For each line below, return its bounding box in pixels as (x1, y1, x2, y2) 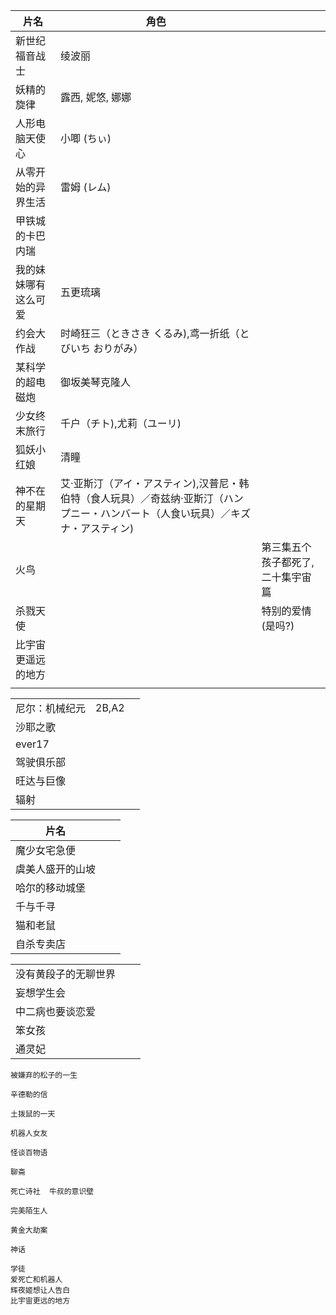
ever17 (15, 737, 50, 751)
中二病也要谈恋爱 (15, 1005, 97, 1018)
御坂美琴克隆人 (60, 375, 132, 389)
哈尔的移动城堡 (15, 881, 87, 894)
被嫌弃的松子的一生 (10, 1070, 78, 1080)
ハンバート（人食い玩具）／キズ (100, 507, 252, 520)
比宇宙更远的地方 (10, 1296, 71, 1306)
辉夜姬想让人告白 (10, 1285, 71, 1295)
